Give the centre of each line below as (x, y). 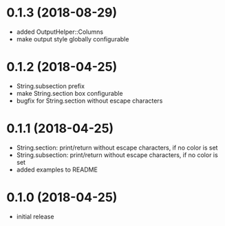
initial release (35, 216)
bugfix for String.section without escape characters (89, 101)
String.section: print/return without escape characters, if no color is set (117, 147)
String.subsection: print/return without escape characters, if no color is (117, 155)
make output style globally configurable (73, 39)
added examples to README (57, 169)
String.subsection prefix (51, 86)
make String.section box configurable (69, 93)
